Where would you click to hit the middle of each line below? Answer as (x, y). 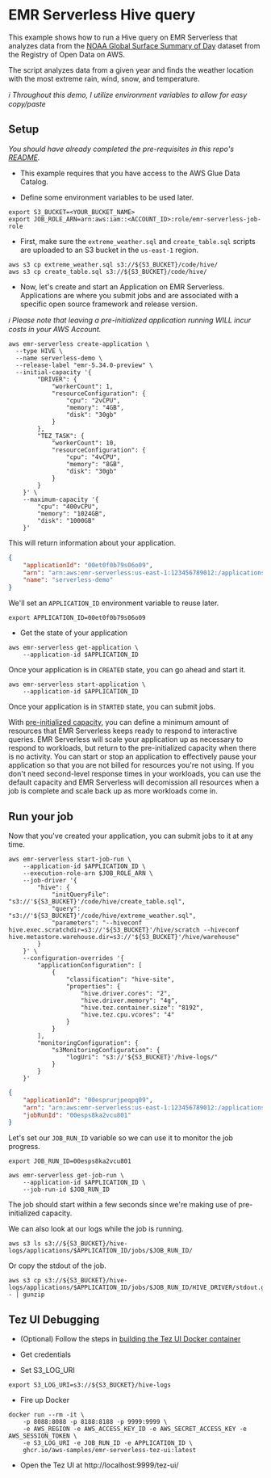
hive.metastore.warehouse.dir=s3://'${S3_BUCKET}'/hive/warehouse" (124, 937)
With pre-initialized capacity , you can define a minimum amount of (119, 722)
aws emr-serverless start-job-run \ (70, 859)
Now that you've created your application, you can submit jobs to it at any (131, 836)
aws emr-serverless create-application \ (79, 344)
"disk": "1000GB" (66, 520)
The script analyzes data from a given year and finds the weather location (131, 69)
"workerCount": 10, (84, 443)
